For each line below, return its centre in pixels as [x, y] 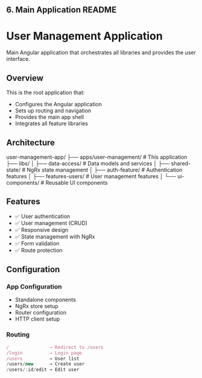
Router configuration [40, 313]
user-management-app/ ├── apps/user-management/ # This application [97, 157]
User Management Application [84, 36]
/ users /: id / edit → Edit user [43, 370]
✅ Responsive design [42, 229]
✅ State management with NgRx [55, 236]
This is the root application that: [46, 92]
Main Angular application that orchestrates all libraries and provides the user [101, 53]
